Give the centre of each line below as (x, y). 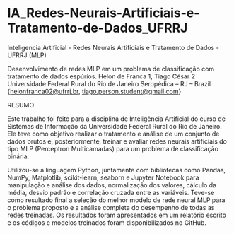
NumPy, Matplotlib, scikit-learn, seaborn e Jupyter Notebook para (103, 177)
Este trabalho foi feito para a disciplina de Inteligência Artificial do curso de (117, 119)
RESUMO (21, 105)
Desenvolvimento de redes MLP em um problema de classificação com (111, 69)
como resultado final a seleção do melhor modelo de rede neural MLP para (116, 200)
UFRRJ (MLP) (27, 55)
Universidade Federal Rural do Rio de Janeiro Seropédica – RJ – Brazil (109, 83)
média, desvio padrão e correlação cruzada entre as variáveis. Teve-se (111, 192)
